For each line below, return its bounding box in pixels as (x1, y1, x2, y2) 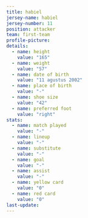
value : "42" (17, 100, 47, 106)
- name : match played (12, 123, 67, 129)
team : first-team (6, 32, 50, 38)
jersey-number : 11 (6, 20, 53, 26)
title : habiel (6, 9, 42, 15)
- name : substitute (12, 145, 61, 151)
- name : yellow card (12, 180, 64, 186)
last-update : (6, 202, 39, 208)
